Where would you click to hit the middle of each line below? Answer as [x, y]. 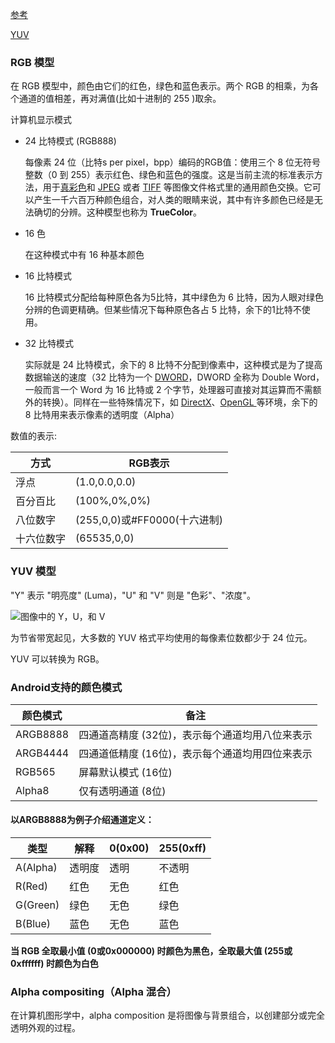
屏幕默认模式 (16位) [125, 772]
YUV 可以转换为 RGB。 [57, 659]
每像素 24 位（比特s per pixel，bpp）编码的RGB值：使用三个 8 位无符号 [173, 162]
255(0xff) [182, 848]
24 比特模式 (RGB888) [70, 141]
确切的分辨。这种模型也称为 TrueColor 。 [118, 212]
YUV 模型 [33, 571]
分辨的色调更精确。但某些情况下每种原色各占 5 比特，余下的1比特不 [163, 310]
